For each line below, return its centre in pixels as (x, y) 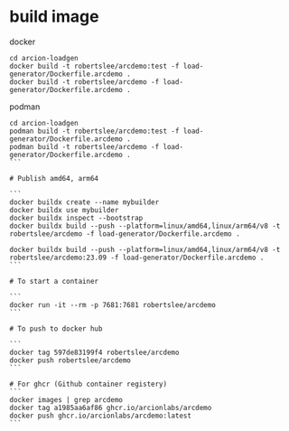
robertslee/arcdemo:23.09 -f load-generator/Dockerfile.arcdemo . (137, 258)
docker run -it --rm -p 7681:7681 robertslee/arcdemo (113, 305)
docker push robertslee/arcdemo (70, 360)
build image (54, 17)
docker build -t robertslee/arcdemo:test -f (94, 66)
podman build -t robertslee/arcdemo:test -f (94, 131)
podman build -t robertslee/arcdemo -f (84, 146)
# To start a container (54, 281)
